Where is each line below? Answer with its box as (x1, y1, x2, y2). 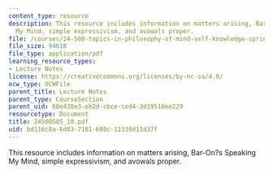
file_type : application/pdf (8, 50, 104, 58)
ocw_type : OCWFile (8, 80, 71, 88)
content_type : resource (8, 11, 89, 20)
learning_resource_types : (8, 58, 96, 66)
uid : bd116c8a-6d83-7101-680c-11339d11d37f (8, 125, 158, 133)
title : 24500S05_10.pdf (8, 118, 89, 126)
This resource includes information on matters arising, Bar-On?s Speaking (8, 147, 256, 157)
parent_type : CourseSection (8, 95, 104, 103)
